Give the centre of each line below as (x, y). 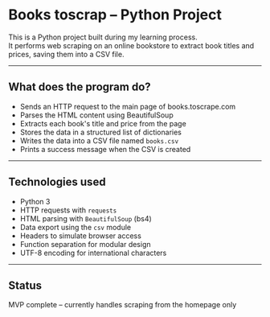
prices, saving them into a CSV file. (66, 54)
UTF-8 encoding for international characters (93, 253)
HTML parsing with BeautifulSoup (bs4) (86, 218)
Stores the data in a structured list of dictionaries (101, 132)
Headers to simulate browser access (81, 236)
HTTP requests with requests (68, 210)
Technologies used (57, 182)
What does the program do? (80, 87)
